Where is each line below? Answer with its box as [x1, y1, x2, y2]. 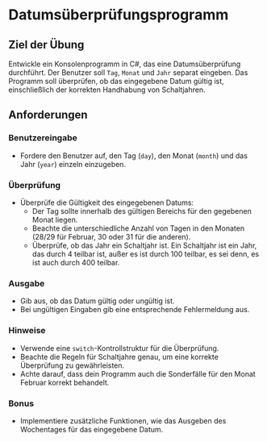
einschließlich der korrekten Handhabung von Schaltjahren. [8, 85, 206, 94]
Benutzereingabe [8, 132, 78, 144]
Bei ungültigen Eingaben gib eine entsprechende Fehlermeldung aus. [19, 305, 250, 315]
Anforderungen [8, 108, 88, 122]
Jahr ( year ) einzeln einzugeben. [19, 159, 127, 169]
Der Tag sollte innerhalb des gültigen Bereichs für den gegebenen [31, 206, 252, 215]
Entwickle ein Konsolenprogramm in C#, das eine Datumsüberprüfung [8, 59, 241, 69]
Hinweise [8, 325, 46, 336]
